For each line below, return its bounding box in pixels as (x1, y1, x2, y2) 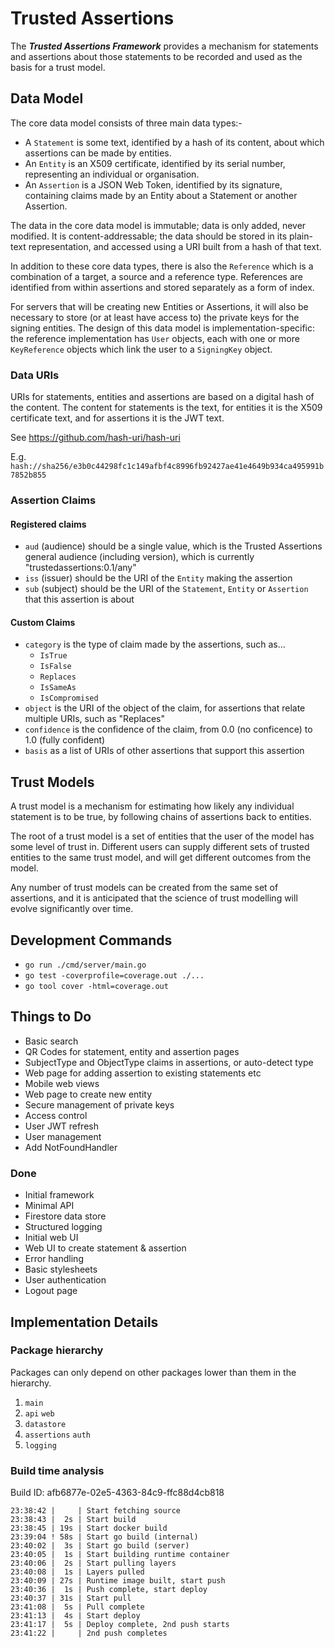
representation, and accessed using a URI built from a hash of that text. (28, 240, 322, 252)
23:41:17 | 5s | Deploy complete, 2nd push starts (10, 1620, 230, 1630)
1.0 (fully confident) (24, 734, 106, 746)
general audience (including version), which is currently (24, 551, 255, 563)
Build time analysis (10, 1463, 105, 1477)
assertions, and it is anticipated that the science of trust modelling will (10, 892, 298, 904)
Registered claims (10, 518, 87, 530)
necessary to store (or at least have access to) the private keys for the (10, 311, 300, 323)
